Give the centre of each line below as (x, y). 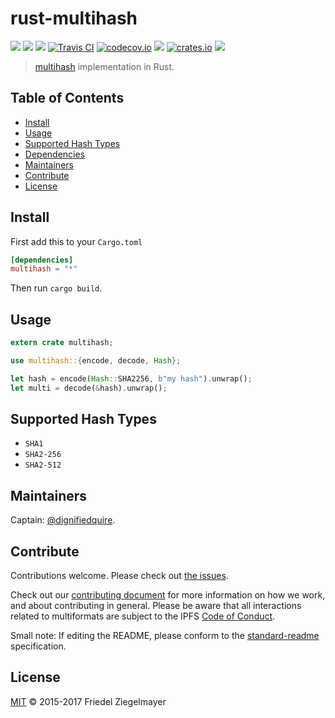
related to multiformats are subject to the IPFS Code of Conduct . (143, 616)
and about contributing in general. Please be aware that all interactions (156, 606)
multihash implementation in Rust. (104, 66)
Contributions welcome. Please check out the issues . (119, 576)
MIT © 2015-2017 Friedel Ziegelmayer (88, 701)
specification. (38, 646)
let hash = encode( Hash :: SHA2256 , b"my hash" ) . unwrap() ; (131, 378)
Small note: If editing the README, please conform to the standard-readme (165, 636)
